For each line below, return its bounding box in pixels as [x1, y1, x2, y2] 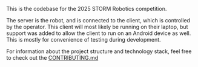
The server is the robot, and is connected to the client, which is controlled [6, 17, 191, 24]
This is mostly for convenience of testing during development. [6, 36, 162, 43]
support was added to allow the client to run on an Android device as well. [6, 30, 191, 37]
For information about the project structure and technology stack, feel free [6, 48, 192, 55]
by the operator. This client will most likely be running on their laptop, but [6, 24, 188, 30]
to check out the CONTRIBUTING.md [6, 54, 99, 61]
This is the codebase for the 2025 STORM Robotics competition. [6, 5, 167, 12]
